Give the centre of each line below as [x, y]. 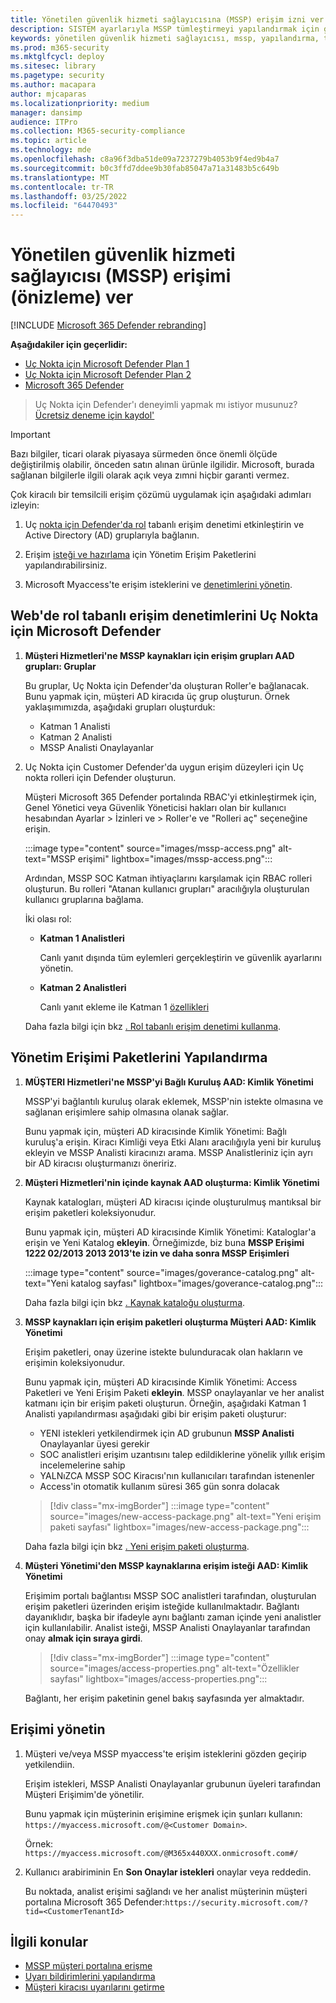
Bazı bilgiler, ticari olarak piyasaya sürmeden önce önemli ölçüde [144, 454]
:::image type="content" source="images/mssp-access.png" [150, 848]
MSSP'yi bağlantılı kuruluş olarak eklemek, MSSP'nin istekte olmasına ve [174, 1101]
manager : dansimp [46, 112]
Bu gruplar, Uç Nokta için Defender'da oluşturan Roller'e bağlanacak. [167, 685]
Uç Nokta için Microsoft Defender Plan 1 [107, 364]
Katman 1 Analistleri [82, 938]
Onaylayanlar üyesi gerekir [94, 1443]
